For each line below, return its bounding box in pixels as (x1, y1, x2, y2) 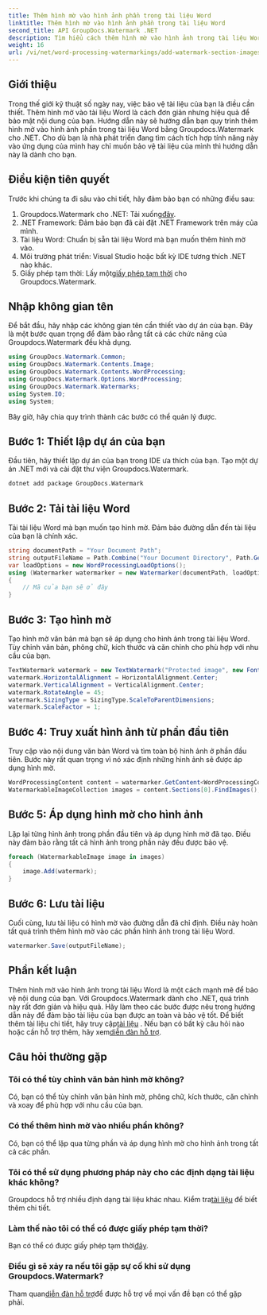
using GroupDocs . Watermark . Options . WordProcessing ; (8, 375, 183, 384)
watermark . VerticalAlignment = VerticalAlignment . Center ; (8, 681, 204, 689)
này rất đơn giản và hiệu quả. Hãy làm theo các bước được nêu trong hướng (8, 1002, 256, 1011)
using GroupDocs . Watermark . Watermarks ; (8, 382, 141, 390)
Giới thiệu (8, 78, 57, 91)
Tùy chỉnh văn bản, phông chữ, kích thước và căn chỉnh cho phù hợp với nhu (8, 643, 259, 652)
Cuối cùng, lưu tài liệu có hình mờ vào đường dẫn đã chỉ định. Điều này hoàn (8, 918, 258, 927)
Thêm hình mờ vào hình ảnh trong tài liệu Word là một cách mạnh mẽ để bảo (8, 984, 258, 994)
